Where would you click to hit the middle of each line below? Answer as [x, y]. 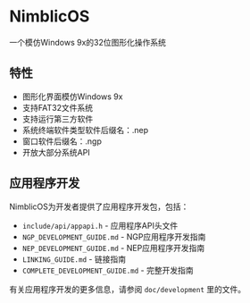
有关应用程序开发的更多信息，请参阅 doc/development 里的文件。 [128, 289]
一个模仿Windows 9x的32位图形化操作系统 [88, 42]
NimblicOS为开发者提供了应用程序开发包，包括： [99, 206]
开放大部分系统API [56, 152]
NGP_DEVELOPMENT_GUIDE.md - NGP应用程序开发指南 [114, 236]
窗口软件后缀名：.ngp [62, 141]
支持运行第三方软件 [58, 119]
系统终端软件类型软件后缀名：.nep [85, 130]
